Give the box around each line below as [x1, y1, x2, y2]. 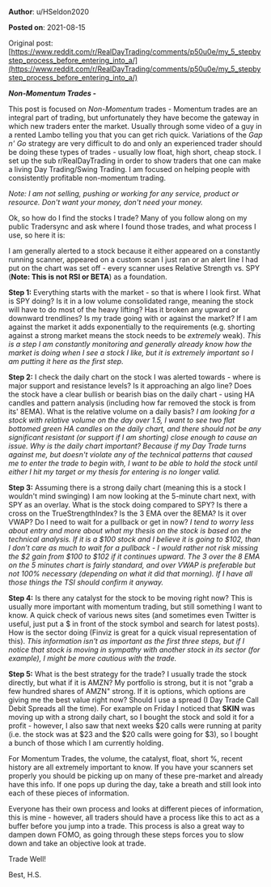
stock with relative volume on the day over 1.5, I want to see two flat [8, 415, 235, 425]
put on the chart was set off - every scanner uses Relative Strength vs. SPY [8, 264, 260, 272]
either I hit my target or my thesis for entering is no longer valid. [8, 467, 221, 477]
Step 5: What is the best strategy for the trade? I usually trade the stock [8, 669, 248, 679]
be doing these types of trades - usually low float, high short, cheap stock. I [8, 148, 261, 156]
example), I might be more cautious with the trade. [8, 653, 177, 663]
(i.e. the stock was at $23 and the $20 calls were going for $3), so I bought [8, 730, 259, 739]
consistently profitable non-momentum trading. [8, 174, 167, 182]
